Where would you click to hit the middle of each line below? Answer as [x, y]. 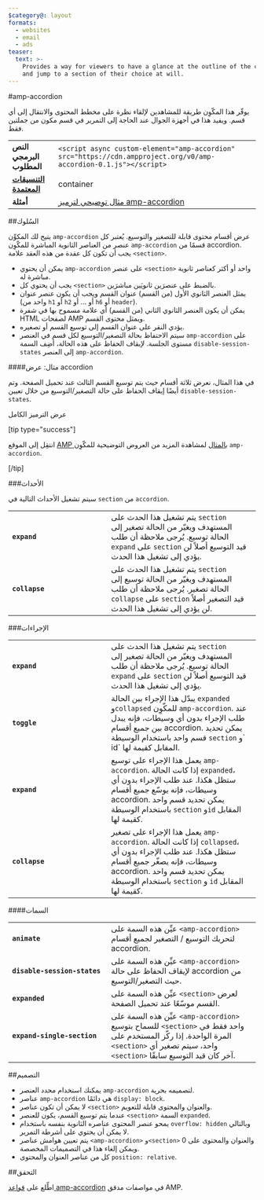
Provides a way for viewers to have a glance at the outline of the [137, 67]
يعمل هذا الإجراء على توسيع [156, 760]
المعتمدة [26, 189]
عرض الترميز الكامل [37, 414]
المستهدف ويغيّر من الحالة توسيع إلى [172, 578]
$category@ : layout [40, 15]
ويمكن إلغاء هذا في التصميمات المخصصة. [79, 1148]
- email [28, 37]
